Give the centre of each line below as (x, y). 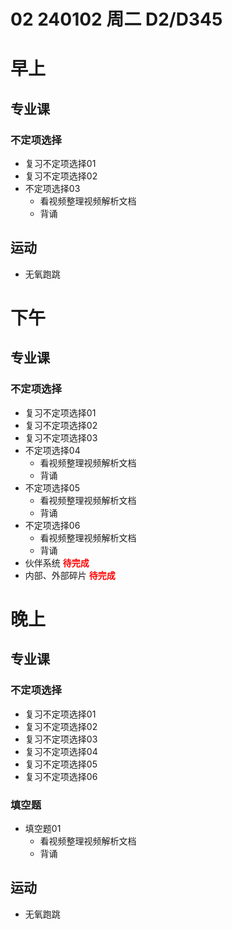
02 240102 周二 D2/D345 (116, 19)
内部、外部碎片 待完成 (70, 575)
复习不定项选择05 (61, 764)
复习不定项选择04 (61, 751)
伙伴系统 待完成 (57, 562)
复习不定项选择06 (61, 776)
